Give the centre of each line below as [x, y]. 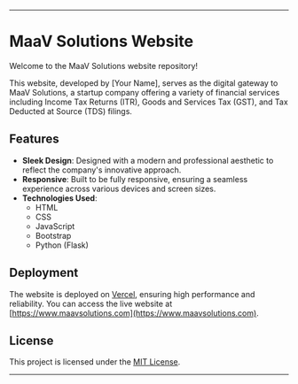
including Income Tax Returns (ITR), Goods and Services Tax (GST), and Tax [149, 102]
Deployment [44, 273]
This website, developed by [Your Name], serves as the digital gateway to [144, 83]
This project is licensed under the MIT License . [95, 362]
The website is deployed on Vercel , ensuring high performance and [132, 294]
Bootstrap [53, 235]
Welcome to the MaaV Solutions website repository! [103, 65]
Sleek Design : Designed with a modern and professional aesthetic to [148, 160]
